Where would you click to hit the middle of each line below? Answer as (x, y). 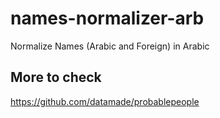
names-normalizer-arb (107, 18)
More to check (56, 77)
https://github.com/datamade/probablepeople (105, 101)
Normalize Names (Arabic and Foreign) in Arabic (110, 46)
